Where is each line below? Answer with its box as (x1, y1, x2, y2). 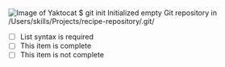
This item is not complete (19, 50, 105, 60)
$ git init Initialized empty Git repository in (78, 8, 218, 18)
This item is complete (19, 41, 92, 51)
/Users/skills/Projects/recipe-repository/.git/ (8, 17, 155, 26)
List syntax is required (19, 32, 94, 41)
